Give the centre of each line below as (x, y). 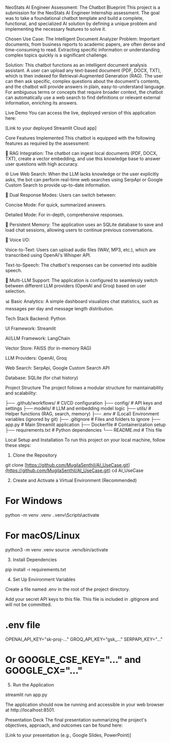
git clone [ (16, 465)
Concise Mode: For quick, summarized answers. (56, 205)
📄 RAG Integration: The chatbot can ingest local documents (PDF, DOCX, (81, 153)
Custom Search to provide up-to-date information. (58, 185)
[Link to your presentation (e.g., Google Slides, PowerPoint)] (68, 735)
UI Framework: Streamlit (31, 328)
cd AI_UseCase (127, 470)
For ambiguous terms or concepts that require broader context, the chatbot (84, 92)
